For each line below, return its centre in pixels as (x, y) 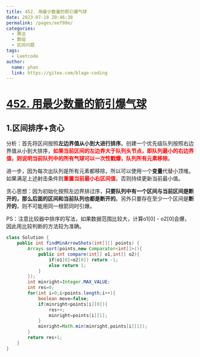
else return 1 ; (67, 265)
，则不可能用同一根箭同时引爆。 (56, 206)
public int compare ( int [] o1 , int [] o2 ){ (89, 254)
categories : (21, 28)
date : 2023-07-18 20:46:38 (40, 17)
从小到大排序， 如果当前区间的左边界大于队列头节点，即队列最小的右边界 (105, 151)
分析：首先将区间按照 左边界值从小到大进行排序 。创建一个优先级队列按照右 (97, 143)
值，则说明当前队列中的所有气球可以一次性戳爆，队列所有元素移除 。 (90, 158)
